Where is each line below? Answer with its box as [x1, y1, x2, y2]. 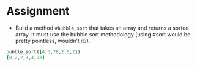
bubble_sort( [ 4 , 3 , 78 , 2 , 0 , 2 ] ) [6, 48, 81, 55]
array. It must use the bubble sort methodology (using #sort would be [15, 30, 191, 38]
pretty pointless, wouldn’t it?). [15, 37, 91, 44]
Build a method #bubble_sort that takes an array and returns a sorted [15, 24, 190, 31]
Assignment [6, 4, 70, 18]
